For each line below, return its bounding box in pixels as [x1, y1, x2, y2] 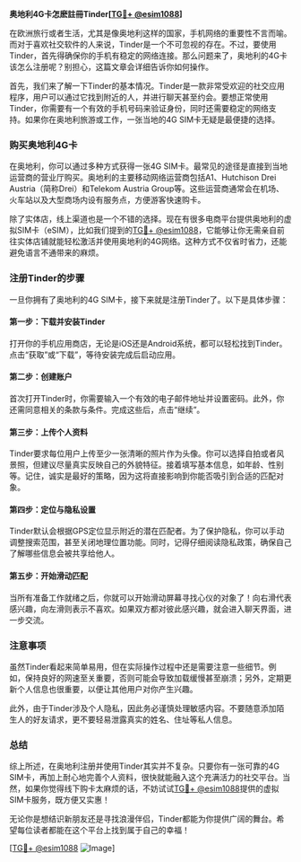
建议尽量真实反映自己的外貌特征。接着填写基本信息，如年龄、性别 [39, 460, 284, 471]
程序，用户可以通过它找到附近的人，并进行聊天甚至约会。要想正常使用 [9, 92, 269, 102]
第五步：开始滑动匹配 [9, 570, 88, 581]
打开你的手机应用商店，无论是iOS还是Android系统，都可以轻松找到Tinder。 [9, 338, 288, 348]
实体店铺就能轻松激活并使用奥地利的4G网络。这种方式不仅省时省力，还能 [16, 236, 288, 247]
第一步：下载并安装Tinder [9, 316, 106, 327]
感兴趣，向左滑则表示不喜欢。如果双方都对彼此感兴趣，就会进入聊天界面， [9, 603, 284, 614]
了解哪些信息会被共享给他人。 [9, 548, 119, 559]
